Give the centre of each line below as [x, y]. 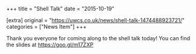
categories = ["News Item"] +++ [47, 27]
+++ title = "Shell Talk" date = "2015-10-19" [60, 9]
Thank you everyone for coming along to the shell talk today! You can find [98, 38]
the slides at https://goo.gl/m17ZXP [50, 45]
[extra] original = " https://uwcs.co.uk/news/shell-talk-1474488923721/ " [96, 20]
